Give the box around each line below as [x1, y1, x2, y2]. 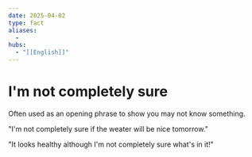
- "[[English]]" [15, 48, 69, 56]
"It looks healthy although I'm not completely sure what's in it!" [8, 140, 215, 149]
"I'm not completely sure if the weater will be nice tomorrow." [8, 124, 208, 133]
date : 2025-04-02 [8, 11, 66, 20]
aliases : [8, 26, 37, 34]
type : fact [8, 19, 45, 27]
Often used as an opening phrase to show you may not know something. [8, 109, 246, 118]
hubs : [8, 41, 26, 49]
